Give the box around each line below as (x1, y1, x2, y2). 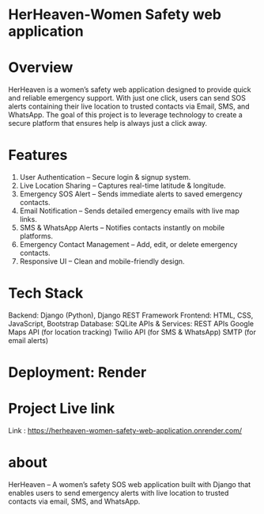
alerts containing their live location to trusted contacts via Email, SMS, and (8, 101, 251, 112)
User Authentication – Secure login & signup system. (19, 173, 191, 182)
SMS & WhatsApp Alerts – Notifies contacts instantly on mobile (19, 223, 225, 233)
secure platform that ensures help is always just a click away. (8, 119, 208, 128)
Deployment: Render (8, 364, 147, 382)
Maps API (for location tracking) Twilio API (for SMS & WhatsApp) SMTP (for (8, 327, 257, 337)
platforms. (19, 231, 54, 241)
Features (8, 147, 68, 164)
